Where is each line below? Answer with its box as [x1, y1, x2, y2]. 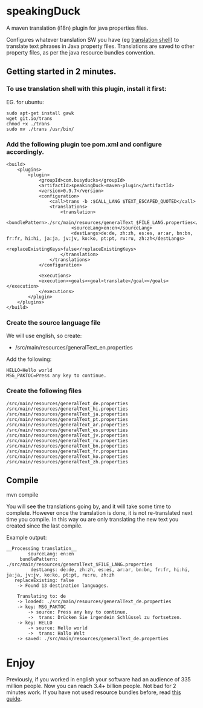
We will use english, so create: [6, 332, 82, 340]
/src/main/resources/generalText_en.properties [14, 344, 133, 351]
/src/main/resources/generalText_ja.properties [6, 411, 129, 417]
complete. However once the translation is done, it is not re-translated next [6, 509, 193, 517]
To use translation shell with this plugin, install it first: [6, 85, 167, 93]
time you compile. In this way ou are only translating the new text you [6, 516, 179, 523]
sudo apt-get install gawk [6, 110, 74, 116]
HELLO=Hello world [6, 368, 53, 374]
